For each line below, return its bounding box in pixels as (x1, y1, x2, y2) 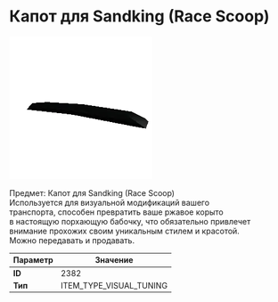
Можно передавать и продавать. (9, 234, 135, 246)
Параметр (12, 255, 53, 265)
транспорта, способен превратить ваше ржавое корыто (9, 207, 225, 217)
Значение (94, 255, 134, 265)
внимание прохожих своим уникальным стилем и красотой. (9, 225, 241, 236)
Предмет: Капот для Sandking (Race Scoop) (9, 187, 176, 198)
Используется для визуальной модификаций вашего (9, 197, 210, 208)
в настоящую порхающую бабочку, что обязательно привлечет (9, 216, 251, 226)
